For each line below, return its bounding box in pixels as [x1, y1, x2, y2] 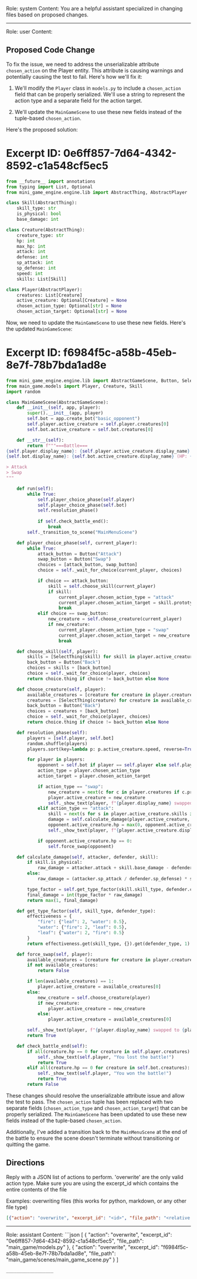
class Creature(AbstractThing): [6, 227, 85, 233]
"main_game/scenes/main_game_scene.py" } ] [6, 1256, 119, 1263]
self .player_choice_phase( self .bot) [37, 502, 127, 508]
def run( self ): [16, 486, 54, 492]
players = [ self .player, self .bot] [27, 735, 114, 741]
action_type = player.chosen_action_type [37, 768, 141, 774]
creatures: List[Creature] [16, 292, 83, 298]
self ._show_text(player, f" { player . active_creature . [47, 827, 180, 833]
